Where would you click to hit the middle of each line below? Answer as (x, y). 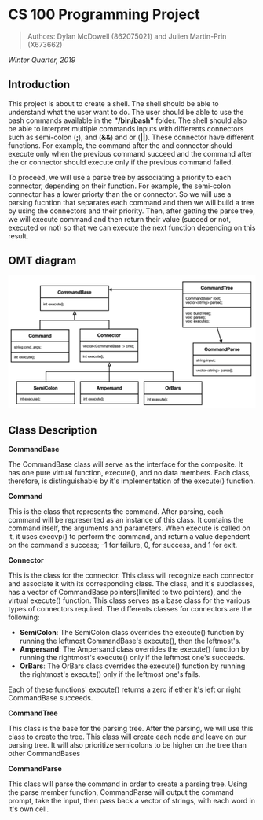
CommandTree (33, 713)
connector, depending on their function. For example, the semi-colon (120, 186)
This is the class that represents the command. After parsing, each (116, 512)
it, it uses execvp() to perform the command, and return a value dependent (129, 537)
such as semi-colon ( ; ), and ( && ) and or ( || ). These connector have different (131, 137)
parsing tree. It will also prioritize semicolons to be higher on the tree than (128, 745)
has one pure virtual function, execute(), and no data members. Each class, (130, 473)
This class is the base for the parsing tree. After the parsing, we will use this (131, 729)
